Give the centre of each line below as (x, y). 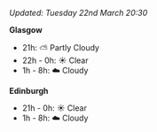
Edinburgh (29, 91)
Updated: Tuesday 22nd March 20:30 (78, 13)
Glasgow (26, 30)
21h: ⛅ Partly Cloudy (61, 47)
